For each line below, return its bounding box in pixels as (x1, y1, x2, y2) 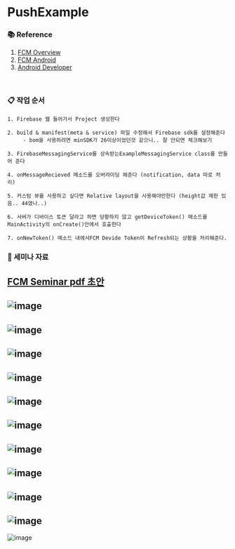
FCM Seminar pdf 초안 (7, 276, 105, 288)
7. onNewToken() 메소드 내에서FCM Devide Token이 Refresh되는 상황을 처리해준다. (7, 234, 227, 242)
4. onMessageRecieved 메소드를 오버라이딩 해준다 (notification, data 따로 (7, 171, 213, 178)
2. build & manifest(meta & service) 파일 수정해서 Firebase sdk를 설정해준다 (7, 129, 226, 136)
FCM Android (17, 55, 56, 64)
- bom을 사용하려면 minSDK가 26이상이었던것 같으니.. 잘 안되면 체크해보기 (22, 136, 213, 144)
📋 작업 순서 (7, 95, 46, 105)
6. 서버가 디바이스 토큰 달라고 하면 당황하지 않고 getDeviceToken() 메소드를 (7, 213, 208, 220)
